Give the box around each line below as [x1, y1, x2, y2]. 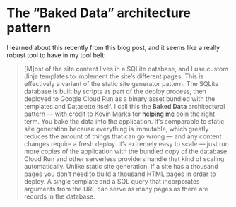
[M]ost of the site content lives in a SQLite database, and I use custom [23, 64, 229, 73]
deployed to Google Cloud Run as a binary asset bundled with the [23, 94, 216, 103]
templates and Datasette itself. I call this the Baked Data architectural [23, 102, 225, 110]
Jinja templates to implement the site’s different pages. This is [23, 72, 204, 81]
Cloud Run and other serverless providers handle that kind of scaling [23, 154, 225, 163]
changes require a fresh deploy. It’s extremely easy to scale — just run [23, 139, 229, 148]
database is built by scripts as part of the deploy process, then [23, 87, 206, 95]
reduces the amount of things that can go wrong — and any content [23, 132, 222, 141]
